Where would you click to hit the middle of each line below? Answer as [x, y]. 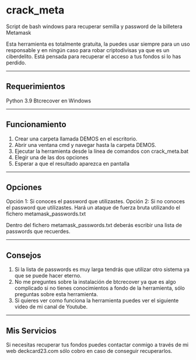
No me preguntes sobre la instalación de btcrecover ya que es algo [95, 282]
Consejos [24, 255]
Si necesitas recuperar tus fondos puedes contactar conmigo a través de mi [97, 345]
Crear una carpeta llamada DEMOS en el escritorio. [76, 139]
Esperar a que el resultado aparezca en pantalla [72, 163]
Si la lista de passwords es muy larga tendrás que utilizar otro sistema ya [102, 269]
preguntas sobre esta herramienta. [56, 294]
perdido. [16, 63]
